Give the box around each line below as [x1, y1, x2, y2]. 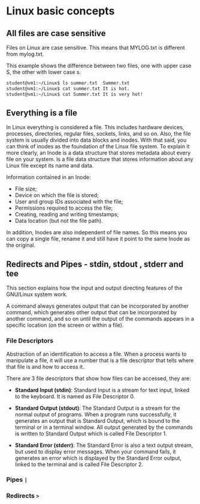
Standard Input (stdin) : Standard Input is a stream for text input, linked [14, 386, 190, 393]
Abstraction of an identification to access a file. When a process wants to [6, 350, 187, 357]
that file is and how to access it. [6, 363, 84, 370]
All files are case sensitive [6, 28, 106, 38]
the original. [6, 241, 36, 249]
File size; [14, 185, 37, 193]
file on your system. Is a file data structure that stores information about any [6, 156, 193, 163]
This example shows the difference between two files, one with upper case [6, 62, 192, 69]
